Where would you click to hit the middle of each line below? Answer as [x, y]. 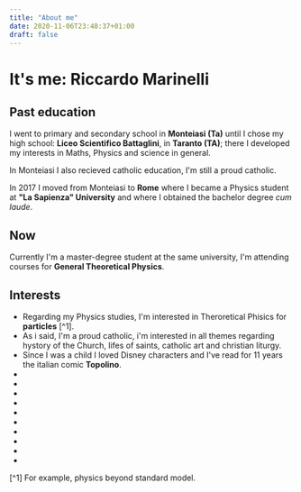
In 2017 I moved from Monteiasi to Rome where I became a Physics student [149, 188]
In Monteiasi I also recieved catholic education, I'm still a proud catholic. [143, 170]
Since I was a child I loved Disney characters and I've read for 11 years [153, 355]
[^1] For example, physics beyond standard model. [103, 478]
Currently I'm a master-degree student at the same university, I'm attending [150, 257]
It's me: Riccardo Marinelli [109, 79]
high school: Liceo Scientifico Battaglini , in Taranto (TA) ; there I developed [150, 143]
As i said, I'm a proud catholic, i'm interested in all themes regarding [148, 336]
